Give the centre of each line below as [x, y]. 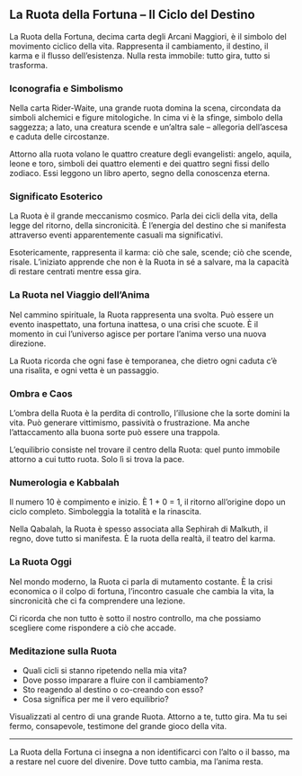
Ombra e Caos [41, 393]
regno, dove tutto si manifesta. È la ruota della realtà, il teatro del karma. [142, 539]
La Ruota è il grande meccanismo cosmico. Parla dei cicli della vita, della [144, 216]
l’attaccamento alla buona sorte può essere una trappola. [115, 432]
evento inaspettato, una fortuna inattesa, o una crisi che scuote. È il [134, 324]
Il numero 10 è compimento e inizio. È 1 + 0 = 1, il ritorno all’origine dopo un [147, 502]
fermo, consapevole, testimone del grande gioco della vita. [118, 726]
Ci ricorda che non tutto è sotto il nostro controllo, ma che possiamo [135, 618]
